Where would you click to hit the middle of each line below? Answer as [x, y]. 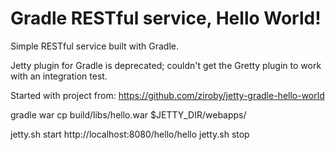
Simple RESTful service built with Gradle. [94, 46]
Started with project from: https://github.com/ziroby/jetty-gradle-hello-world [167, 95]
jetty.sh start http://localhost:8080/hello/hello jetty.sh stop [130, 134]
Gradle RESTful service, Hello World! [166, 18]
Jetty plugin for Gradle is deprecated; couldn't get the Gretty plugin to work [166, 65]
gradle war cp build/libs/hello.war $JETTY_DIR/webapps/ [128, 114]
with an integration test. [59, 76]
